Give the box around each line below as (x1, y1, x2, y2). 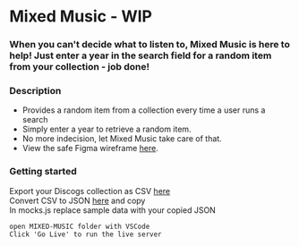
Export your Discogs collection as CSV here (9, 185, 171, 196)
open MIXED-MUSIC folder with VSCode (9, 222, 150, 231)
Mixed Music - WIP (9, 6, 152, 27)
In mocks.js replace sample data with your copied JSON (9, 204, 217, 216)
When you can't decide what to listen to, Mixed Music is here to (9, 38, 291, 51)
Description (9, 85, 62, 98)
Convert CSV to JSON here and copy (9, 195, 146, 206)
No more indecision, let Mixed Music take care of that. (21, 133, 222, 144)
